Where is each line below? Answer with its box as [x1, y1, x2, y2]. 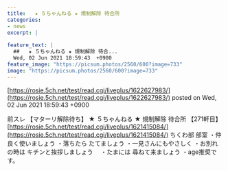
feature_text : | [7, 42, 54, 49]
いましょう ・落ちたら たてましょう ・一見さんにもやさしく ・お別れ [25, 139, 218, 147]
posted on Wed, [171, 93, 217, 101]
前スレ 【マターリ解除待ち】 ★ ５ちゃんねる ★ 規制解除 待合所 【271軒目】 [7, 114, 222, 123]
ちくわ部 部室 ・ [170, 131, 216, 139]
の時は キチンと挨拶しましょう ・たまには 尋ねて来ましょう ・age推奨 [7, 148, 211, 156]
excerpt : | [7, 29, 38, 36]
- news [7, 23, 26, 29]
